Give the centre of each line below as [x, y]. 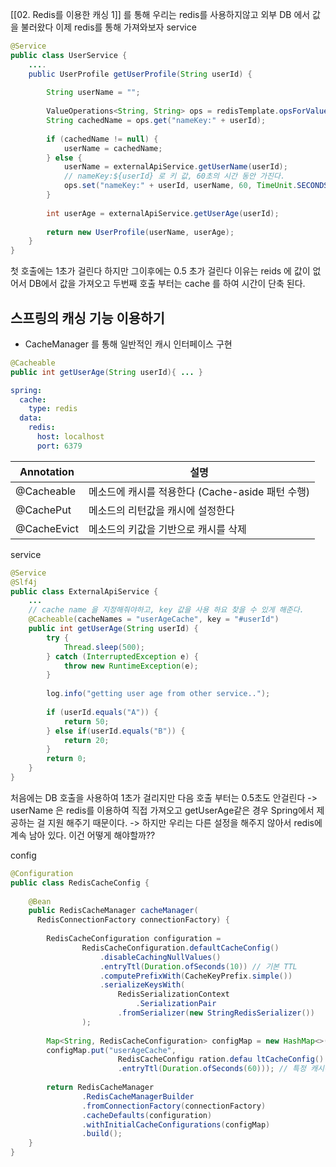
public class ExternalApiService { [84, 591]
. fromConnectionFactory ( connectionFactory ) [174, 1106]
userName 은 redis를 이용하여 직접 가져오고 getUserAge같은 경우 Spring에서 [162, 810]
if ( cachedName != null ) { [102, 139]
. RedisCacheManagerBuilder [138, 1096]
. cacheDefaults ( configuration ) [147, 1115]
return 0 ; [66, 759]
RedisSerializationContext [173, 994]
